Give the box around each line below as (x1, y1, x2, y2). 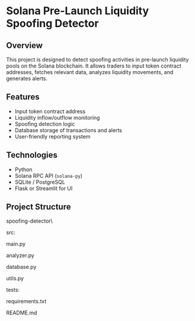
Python (14, 166, 33, 173)
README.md (6, 309, 37, 316)
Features (6, 92, 40, 102)
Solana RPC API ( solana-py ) (14, 172, 83, 179)
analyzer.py (6, 252, 34, 259)
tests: (6, 286, 20, 294)
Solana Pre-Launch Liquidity (6, 4, 149, 18)
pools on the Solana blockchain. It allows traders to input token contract (6, 62, 182, 69)
